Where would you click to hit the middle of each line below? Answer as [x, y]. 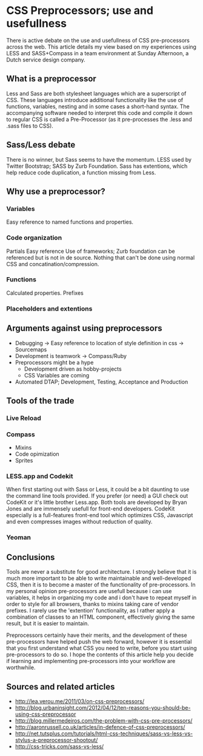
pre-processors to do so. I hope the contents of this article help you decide [100, 655]
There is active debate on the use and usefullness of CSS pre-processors [98, 40]
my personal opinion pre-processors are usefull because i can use [89, 591]
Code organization [34, 238]
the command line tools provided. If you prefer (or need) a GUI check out [97, 496]
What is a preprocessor [52, 79]
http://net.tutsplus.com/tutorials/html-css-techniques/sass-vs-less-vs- [104, 734]
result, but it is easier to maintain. [48, 624]
